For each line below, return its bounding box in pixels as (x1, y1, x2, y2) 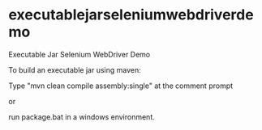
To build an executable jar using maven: (8, 65, 141, 74)
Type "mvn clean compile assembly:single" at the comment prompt (8, 81, 234, 90)
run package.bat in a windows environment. (8, 111, 156, 122)
